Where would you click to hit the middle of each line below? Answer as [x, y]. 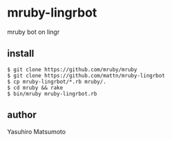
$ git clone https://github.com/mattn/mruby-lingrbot [86, 75]
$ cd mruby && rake [35, 88]
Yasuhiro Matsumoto [37, 131]
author [22, 115]
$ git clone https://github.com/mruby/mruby [72, 69]
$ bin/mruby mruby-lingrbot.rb [52, 94]
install [21, 54]
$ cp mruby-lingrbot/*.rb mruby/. [57, 82]
